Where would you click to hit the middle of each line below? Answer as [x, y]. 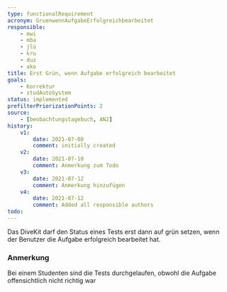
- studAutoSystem [46, 93]
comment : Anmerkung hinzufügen [79, 185]
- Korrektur [38, 86]
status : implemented [38, 100]
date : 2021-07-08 [58, 139]
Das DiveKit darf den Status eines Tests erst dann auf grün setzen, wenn [113, 232]
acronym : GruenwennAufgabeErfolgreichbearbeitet [81, 21]
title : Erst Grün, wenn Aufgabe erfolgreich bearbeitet [92, 73]
